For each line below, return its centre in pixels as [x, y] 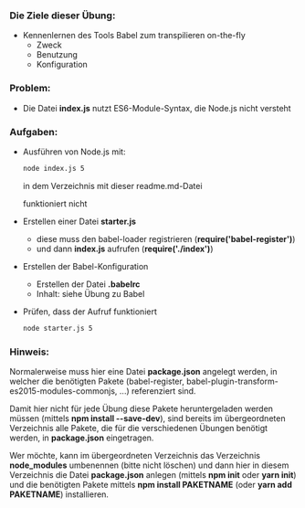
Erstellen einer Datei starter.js [79, 221]
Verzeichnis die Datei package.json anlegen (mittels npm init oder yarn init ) [153, 474]
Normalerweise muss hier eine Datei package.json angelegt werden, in [143, 371]
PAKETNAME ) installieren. [59, 494]
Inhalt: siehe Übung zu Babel [90, 293]
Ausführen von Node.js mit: [74, 152]
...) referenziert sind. [158, 391]
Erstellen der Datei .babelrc [88, 284]
